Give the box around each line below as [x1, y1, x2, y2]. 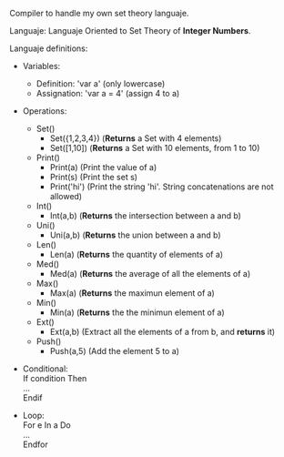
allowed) [49, 191, 83, 201]
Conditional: [22, 363, 68, 374]
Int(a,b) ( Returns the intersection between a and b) [49, 210, 241, 221]
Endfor [22, 439, 48, 450]
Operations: [22, 106, 67, 117]
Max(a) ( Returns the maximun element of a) [49, 288, 216, 299]
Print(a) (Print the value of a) [49, 162, 157, 172]
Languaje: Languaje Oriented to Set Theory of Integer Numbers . [9, 25, 251, 36]
